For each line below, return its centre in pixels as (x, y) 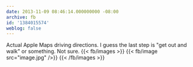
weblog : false (24, 28)
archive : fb (21, 17)
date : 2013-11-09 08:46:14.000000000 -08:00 (62, 12)
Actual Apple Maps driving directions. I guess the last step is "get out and (96, 45)
